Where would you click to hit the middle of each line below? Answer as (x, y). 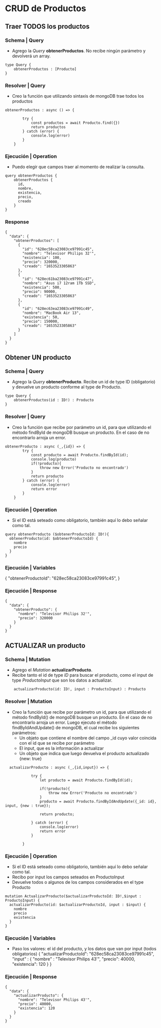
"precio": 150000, (41, 321)
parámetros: (24, 733)
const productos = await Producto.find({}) (75, 123)
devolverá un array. (31, 56)
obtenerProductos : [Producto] (45, 69)
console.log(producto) (54, 459)
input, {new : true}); (28, 805)
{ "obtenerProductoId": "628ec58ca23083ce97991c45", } (62, 578)
